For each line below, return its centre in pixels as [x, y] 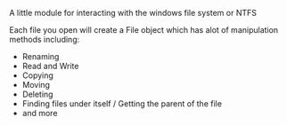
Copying [37, 75]
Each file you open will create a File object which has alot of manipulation [144, 30]
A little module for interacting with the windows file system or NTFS [133, 13]
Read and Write [50, 66]
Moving [36, 85]
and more [40, 113]
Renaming [41, 56]
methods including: [45, 39]
